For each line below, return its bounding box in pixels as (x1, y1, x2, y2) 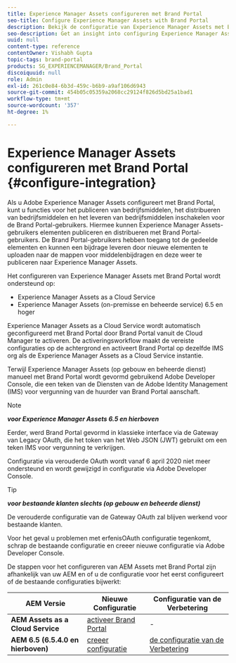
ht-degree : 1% (7, 108, 49, 115)
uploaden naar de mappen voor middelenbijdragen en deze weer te (7, 251, 202, 259)
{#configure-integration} (7, 175, 157, 191)
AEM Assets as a (11, 614, 69, 624)
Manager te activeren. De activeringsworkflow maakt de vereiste (7, 336, 195, 345)
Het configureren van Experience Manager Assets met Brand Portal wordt (7, 272, 221, 280)
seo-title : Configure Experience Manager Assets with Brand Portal (7, 17, 209, 24)
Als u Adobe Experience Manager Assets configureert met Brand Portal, (7, 198, 216, 206)
